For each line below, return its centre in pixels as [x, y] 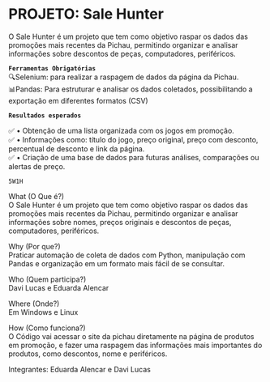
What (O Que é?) [36, 196]
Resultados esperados [45, 115]
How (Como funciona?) [47, 328]
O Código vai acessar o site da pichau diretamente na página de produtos [131, 336]
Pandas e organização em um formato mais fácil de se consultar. [117, 263]
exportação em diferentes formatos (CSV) [78, 100]
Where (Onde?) [34, 303]
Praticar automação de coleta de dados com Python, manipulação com [127, 255]
